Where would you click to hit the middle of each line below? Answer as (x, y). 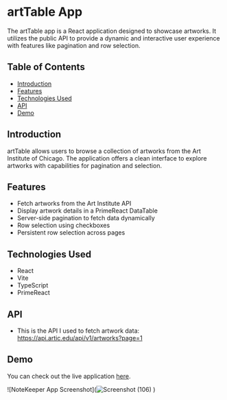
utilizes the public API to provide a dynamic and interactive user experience (114, 38)
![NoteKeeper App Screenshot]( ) (81, 389)
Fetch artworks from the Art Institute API (74, 204)
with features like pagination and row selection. (74, 45)
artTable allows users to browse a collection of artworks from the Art (104, 151)
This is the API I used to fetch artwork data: (78, 331)
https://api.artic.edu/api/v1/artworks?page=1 (80, 338)
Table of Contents (46, 67)
